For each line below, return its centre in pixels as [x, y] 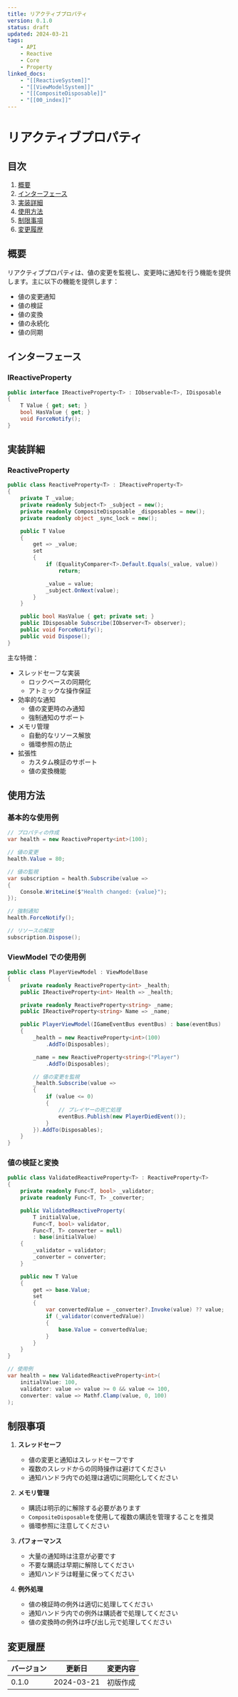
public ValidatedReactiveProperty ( [73, 1211]
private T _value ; [47, 499]
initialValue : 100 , [49, 1382]
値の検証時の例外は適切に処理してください [90, 1604]
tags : [15, 41]
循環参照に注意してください [69, 1526]
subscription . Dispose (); [44, 937]
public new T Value [49, 1276]
